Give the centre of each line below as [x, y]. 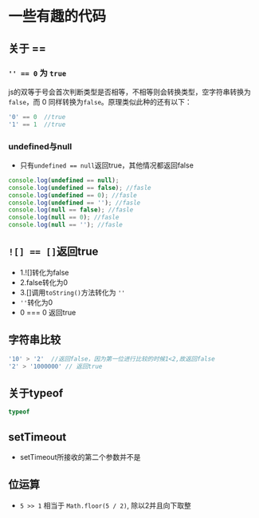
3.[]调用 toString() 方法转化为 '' [73, 292]
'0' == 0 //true [37, 117]
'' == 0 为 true [37, 73]
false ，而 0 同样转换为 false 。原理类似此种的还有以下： [100, 101]
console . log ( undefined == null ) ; [64, 180]
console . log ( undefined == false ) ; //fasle [80, 188]
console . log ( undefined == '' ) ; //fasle [75, 203]
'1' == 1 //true [37, 125]
